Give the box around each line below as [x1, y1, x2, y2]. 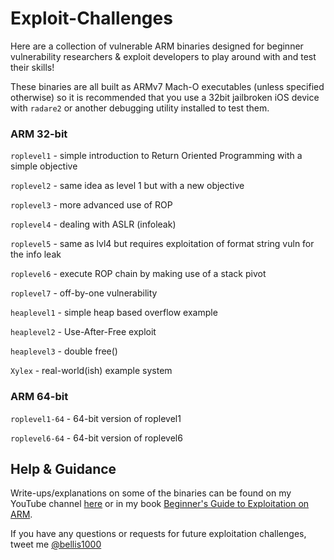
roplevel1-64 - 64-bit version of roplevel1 [10, 412, 182, 424]
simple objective [10, 160, 78, 172]
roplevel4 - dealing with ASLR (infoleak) [10, 218, 177, 231]
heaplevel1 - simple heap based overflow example [10, 307, 218, 319]
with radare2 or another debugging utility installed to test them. [10, 102, 270, 114]
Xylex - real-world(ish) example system [10, 365, 173, 377]
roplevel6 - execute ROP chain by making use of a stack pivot [10, 268, 267, 280]
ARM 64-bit [10, 390, 69, 404]
